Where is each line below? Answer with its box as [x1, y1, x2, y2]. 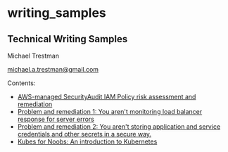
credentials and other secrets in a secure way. [17, 130, 152, 138]
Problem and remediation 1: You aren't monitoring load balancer [17, 108, 203, 115]
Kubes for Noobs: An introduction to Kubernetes [17, 137, 158, 146]
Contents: [7, 79, 36, 87]
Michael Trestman [7, 51, 60, 60]
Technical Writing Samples [7, 33, 128, 45]
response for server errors [17, 115, 95, 123]
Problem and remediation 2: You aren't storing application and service [17, 122, 221, 131]
